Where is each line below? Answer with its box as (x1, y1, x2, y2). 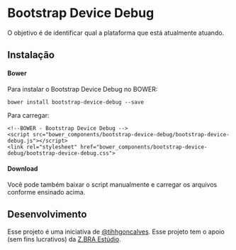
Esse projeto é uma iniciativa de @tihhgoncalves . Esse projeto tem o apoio (7, 227, 225, 236)
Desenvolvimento (7, 208, 87, 221)
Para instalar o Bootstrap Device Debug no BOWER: (7, 85, 158, 93)
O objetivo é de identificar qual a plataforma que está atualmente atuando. (7, 28, 225, 37)
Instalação (7, 49, 55, 61)
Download (7, 165, 38, 173)
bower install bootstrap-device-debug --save (7, 98, 144, 106)
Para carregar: (7, 111, 50, 119)
